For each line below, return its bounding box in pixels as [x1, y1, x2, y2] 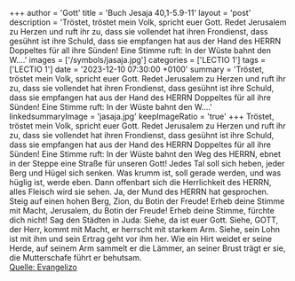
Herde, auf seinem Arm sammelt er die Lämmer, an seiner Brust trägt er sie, [9, 243, 286, 254]
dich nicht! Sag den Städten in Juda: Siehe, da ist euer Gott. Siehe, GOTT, [9, 215, 279, 225]
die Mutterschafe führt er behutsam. [9, 253, 142, 262]
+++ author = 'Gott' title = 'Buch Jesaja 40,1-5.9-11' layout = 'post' [9, 8, 251, 18]
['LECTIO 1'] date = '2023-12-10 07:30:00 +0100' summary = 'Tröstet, [9, 64, 265, 74]
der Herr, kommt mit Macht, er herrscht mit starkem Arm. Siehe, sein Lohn [9, 224, 281, 234]
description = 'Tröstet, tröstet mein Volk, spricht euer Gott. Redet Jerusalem [9, 17, 287, 27]
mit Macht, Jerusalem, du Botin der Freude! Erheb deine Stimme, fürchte [9, 206, 275, 215]
